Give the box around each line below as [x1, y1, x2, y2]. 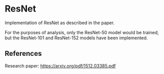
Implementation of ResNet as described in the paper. [5, 20, 115, 26]
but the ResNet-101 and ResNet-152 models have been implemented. [5, 35, 148, 41]
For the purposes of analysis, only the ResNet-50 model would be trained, [5, 29, 159, 35]
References [5, 49, 42, 58]
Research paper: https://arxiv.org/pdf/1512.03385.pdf [5, 62, 116, 68]
